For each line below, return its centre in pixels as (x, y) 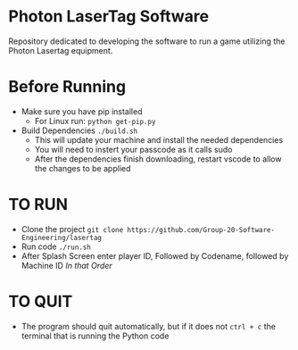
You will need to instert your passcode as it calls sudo (133, 149)
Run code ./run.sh (56, 246)
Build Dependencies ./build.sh (79, 130)
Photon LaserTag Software (109, 17)
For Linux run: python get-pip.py (95, 121)
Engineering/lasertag (61, 237)
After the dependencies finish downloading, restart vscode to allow (158, 159)
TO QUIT (41, 302)
